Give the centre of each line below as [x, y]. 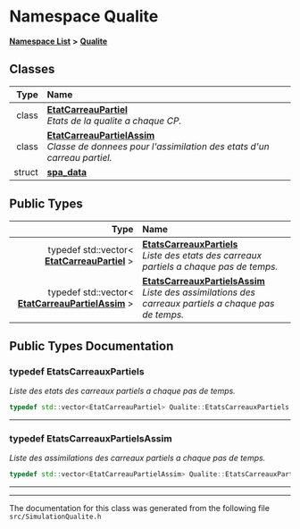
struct [26, 172]
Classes [32, 69]
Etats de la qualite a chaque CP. [114, 121]
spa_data [67, 172]
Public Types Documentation [92, 346]
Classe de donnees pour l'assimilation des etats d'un [158, 147]
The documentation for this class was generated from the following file [140, 508]
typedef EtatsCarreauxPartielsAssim [91, 439]
